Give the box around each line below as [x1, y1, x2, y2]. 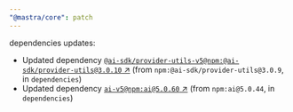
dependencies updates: [9, 37, 96, 48]
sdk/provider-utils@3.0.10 [21, 66, 123, 75]
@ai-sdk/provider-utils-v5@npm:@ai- [103, 56, 240, 65]
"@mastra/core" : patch [9, 12, 93, 22]
